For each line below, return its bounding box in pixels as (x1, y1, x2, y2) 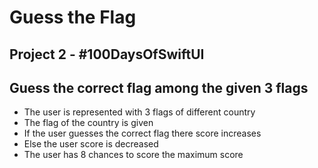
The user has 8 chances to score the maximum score (23, 149, 244, 161)
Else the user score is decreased (23, 138, 159, 150)
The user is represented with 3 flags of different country (23, 106, 256, 118)
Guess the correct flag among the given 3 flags (9, 79, 309, 96)
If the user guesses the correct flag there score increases (23, 127, 262, 140)
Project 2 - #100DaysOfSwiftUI (9, 46, 205, 63)
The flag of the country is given (23, 117, 154, 129)
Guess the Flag (9, 6, 137, 29)
